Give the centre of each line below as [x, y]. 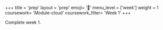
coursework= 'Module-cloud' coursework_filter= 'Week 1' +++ [68, 13]
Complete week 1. [23, 22]
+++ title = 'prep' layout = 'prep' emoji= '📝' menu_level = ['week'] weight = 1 [82, 8]
